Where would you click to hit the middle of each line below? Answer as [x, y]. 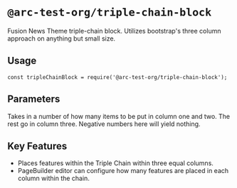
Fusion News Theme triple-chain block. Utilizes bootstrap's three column [114, 31]
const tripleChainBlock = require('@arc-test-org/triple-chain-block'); [117, 77]
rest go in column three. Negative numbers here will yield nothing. [104, 124]
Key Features [37, 146]
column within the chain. [54, 178]
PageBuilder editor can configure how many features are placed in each [123, 171]
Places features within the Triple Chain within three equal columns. [115, 163]
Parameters [34, 99]
